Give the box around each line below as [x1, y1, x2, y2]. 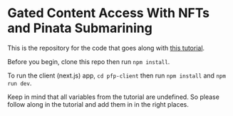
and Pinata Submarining [7, 20, 153, 36]
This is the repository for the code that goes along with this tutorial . [7, 43, 205, 52]
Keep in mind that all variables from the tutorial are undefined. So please [7, 93, 219, 101]
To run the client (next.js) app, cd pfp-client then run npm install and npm [7, 71, 227, 80]
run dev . [7, 78, 32, 87]
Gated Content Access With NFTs [7, 5, 210, 21]
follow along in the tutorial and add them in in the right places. [7, 100, 189, 108]
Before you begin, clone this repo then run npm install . [7, 57, 170, 65]
